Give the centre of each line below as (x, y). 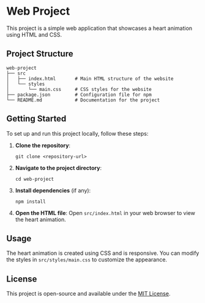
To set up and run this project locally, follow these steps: (77, 133)
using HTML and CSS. (34, 34)
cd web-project (35, 179)
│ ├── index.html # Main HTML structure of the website (90, 78)
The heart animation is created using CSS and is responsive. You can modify (103, 253)
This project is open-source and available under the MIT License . (88, 294)
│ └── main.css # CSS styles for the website (79, 89)
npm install (30, 202)
